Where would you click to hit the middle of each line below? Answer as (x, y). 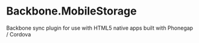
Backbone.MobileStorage (71, 11)
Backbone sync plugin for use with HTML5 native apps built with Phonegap (100, 28)
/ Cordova (19, 34)
